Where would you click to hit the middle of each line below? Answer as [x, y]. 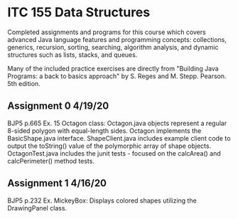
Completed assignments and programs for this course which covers [107, 32]
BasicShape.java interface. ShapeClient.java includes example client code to [119, 138]
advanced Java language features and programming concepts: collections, [117, 39]
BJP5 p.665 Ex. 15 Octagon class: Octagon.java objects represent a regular [117, 123]
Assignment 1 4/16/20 [57, 183]
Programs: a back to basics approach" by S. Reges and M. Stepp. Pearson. [117, 76]
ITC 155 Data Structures [79, 12]
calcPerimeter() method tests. [51, 161]
